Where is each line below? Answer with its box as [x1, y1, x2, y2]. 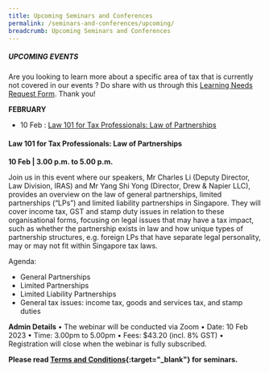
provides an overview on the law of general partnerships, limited [8, 189, 222, 199]
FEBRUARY [8, 105, 47, 114]
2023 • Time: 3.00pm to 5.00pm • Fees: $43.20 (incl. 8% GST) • [8, 330, 224, 340]
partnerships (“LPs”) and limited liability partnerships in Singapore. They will [8, 198, 262, 208]
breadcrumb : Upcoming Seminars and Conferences [8, 27, 172, 35]
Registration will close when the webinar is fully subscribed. [8, 339, 207, 349]
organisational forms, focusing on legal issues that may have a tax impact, [8, 215, 255, 225]
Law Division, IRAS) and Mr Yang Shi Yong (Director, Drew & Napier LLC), [8, 180, 251, 190]
